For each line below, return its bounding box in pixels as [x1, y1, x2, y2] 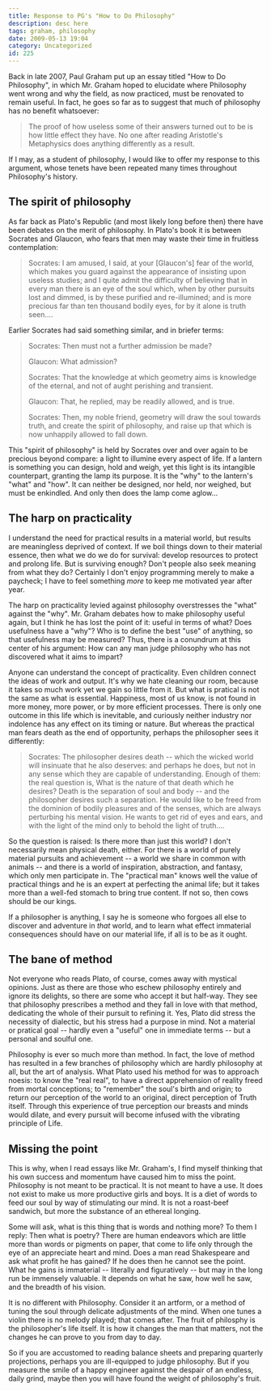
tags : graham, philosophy [8, 27, 95, 35]
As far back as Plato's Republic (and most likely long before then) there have [8, 216, 264, 226]
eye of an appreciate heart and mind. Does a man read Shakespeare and [8, 1248, 251, 1258]
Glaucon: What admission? [28, 357, 117, 366]
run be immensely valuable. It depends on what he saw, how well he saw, [8, 1274, 252, 1283]
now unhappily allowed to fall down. [28, 429, 148, 439]
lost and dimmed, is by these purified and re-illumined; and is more [28, 292, 252, 302]
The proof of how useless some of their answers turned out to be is [28, 122, 253, 131]
